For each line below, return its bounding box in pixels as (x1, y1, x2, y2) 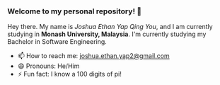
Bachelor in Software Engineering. (7, 38, 108, 46)
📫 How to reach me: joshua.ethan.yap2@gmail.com (17, 52, 170, 60)
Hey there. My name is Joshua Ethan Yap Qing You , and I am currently (7, 23, 214, 31)
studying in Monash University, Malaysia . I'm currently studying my (7, 30, 207, 38)
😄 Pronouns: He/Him (17, 62, 80, 70)
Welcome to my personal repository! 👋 (7, 6, 142, 16)
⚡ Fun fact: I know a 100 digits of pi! (17, 70, 122, 79)
